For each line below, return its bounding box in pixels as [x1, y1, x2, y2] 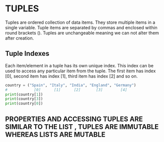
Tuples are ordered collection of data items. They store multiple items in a [5, 19, 156, 25]
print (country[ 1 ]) [5, 92, 43, 97]
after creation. [5, 35, 34, 41]
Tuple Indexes [5, 49, 50, 58]
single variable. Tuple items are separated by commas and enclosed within [5, 24, 158, 30]
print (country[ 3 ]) [5, 96, 43, 101]
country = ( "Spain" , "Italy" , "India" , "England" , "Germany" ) [5, 83, 136, 88]
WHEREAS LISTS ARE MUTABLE [5, 130, 106, 139]
